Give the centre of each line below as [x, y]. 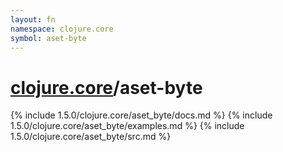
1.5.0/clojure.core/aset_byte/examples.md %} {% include [127, 126]
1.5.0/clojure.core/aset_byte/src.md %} [91, 137]
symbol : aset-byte [48, 38]
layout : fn [33, 19]
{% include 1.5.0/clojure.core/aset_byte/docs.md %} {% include [141, 115]
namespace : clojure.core [62, 29]
